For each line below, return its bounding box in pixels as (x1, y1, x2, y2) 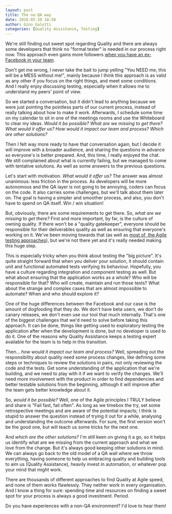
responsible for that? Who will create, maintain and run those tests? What (5, 280, 160, 286)
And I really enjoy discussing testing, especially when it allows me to (5, 83, 150, 90)
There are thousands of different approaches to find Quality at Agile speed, (5, 477, 164, 483)
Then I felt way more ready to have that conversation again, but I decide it (5, 141, 161, 148)
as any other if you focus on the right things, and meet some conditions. (5, 78, 157, 84)
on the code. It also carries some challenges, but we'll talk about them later (5, 189, 164, 195)
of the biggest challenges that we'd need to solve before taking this (5, 317, 147, 323)
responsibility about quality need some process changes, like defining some (5, 354, 166, 360)
